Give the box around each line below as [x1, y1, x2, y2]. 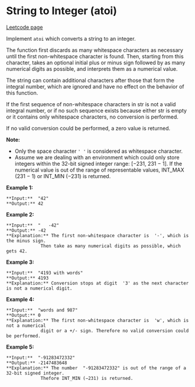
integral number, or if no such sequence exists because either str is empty [6, 107, 187, 114]
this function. [6, 89, 38, 96]
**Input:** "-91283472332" [6, 355, 76, 360]
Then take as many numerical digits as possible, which [40, 243, 181, 249]
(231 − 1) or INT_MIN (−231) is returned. [14, 172, 111, 179]
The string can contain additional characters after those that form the [6, 77, 174, 84]
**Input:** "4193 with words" [6, 270, 83, 276]
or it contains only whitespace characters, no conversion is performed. [6, 113, 178, 120]
